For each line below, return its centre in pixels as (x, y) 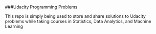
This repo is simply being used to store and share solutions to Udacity (75, 16)
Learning (14, 26)
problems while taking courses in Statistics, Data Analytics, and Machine (78, 21)
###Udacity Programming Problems (41, 7)
